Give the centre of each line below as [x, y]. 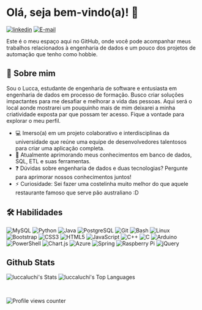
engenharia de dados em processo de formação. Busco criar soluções [95, 95]
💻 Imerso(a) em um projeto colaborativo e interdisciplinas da [92, 133]
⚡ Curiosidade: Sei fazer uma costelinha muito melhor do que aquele [102, 183]
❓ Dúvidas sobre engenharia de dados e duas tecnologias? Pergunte [101, 168]
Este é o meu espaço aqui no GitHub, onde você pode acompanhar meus [99, 41]
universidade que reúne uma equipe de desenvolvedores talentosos [101, 142]
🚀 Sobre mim [31, 74]
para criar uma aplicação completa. [60, 148]
